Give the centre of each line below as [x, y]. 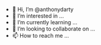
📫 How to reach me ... [40, 36]
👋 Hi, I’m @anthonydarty [43, 9]
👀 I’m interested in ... [38, 16]
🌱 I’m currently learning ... [45, 22]
